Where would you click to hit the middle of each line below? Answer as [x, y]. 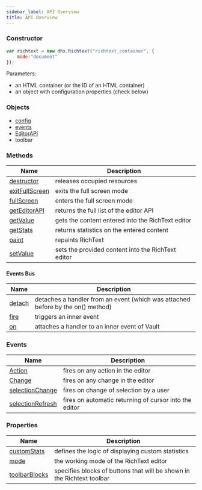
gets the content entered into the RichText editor [123, 221]
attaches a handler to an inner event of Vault [97, 327]
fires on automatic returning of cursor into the [127, 400]
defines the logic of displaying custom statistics [121, 451]
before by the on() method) [74, 307]
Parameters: [21, 74]
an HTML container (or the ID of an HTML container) [80, 86]
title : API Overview [32, 17]
